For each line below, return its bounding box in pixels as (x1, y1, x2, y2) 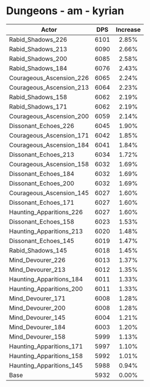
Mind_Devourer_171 (9, 294, 66, 302)
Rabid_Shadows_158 (9, 93, 68, 101)
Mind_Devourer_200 (9, 304, 66, 312)
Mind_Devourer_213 (9, 265, 66, 274)
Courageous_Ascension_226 (9, 74, 89, 82)
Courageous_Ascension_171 (9, 131, 89, 139)
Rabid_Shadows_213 (9, 45, 68, 53)
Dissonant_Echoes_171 (9, 198, 75, 206)
